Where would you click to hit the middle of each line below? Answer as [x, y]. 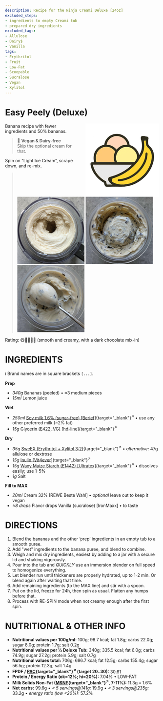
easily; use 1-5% [29, 471]
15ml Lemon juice [30, 398]
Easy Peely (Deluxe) [46, 112]
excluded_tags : [20, 31]
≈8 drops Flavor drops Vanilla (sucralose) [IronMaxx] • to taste [75, 505]
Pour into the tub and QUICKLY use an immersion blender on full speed [83, 565]
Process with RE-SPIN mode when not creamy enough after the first [81, 601]
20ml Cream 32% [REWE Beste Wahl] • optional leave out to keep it [80, 495]
